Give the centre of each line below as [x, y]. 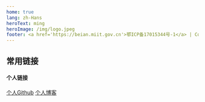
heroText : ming [26, 23]
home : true [20, 12]
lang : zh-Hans [24, 18]
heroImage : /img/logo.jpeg [41, 29]
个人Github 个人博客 [31, 92]
